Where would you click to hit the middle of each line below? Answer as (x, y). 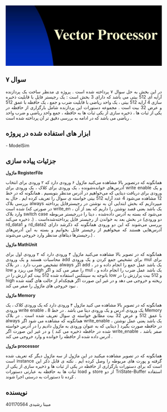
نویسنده (17, 392)
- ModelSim (18, 145)
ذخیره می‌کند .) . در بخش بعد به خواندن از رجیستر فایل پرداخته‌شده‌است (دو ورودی (84, 219)
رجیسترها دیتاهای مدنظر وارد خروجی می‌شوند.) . (51, 235)
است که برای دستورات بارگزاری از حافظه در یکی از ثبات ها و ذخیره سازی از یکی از (84, 366)
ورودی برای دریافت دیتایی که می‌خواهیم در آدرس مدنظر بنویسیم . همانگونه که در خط (84, 193)
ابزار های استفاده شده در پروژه (48, 133)
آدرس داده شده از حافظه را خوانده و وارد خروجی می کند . (59, 337)
